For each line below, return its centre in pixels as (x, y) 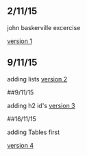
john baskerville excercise (44, 27)
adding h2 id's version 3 (41, 105)
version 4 (21, 145)
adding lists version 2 (37, 79)
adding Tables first (34, 132)
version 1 (20, 41)
